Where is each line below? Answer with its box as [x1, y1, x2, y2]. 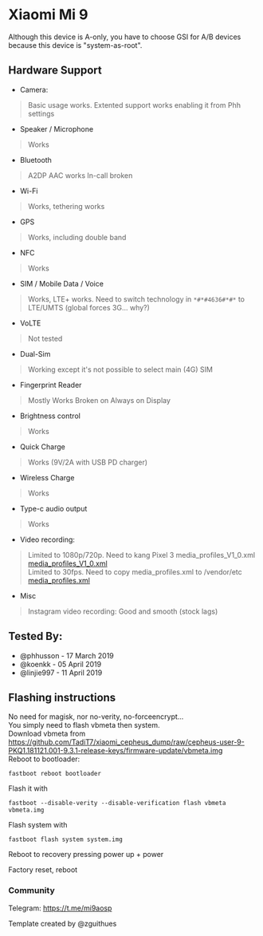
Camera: [19, 85, 49, 94]
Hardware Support [8, 64, 102, 77]
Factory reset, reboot [8, 865, 78, 875]
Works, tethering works [27, 201, 105, 211]
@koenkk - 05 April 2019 [19, 659, 102, 669]
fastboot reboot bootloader [8, 770, 102, 778]
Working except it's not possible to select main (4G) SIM [27, 365, 214, 374]
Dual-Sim [19, 349, 51, 358]
